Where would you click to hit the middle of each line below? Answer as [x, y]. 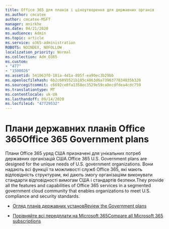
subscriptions [27, 221]
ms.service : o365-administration [40, 43]
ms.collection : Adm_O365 [31, 57]
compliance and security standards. [42, 196]
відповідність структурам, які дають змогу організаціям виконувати [79, 175]
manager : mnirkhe [23, 24]
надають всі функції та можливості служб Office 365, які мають [74, 169]
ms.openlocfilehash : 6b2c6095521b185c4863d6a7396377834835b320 [73, 80]
